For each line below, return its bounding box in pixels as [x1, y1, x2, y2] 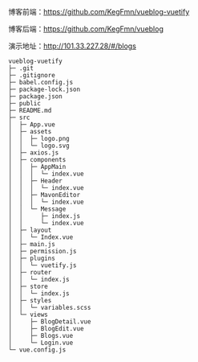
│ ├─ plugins [8, 254, 56, 262]
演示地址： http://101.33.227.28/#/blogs [8, 41, 136, 51]
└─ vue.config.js [8, 346, 67, 354]
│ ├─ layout [8, 226, 52, 234]
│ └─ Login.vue [8, 339, 74, 347]
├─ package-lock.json [8, 85, 81, 93]
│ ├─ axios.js [8, 149, 59, 157]
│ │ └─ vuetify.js [8, 261, 78, 269]
